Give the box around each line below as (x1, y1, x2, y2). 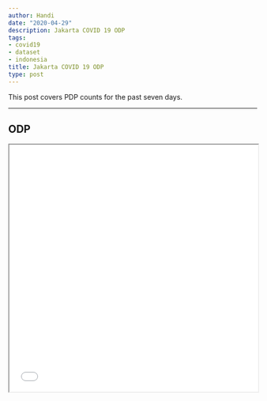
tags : (8, 33, 26, 42)
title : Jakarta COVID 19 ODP (8, 63, 104, 71)
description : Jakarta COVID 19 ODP (8, 26, 126, 34)
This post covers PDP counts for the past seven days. (8, 92, 183, 101)
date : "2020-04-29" (8, 19, 73, 27)
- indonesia (8, 56, 47, 64)
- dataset (8, 48, 41, 56)
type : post (8, 70, 44, 78)
